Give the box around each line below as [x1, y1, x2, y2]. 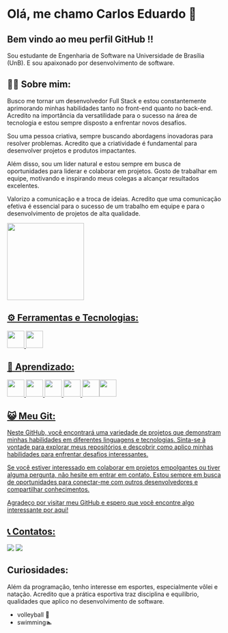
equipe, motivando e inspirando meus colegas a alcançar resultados [7, 174, 199, 182]
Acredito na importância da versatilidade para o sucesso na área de [7, 111, 197, 119]
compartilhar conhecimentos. [7, 485, 90, 493]
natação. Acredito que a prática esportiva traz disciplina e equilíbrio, [7, 590, 199, 598]
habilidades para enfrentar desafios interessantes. [7, 450, 149, 458]
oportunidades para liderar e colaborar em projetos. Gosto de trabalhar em [7, 167, 217, 175]
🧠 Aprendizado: [7, 361, 75, 373]
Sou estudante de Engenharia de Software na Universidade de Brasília [7, 51, 205, 60]
